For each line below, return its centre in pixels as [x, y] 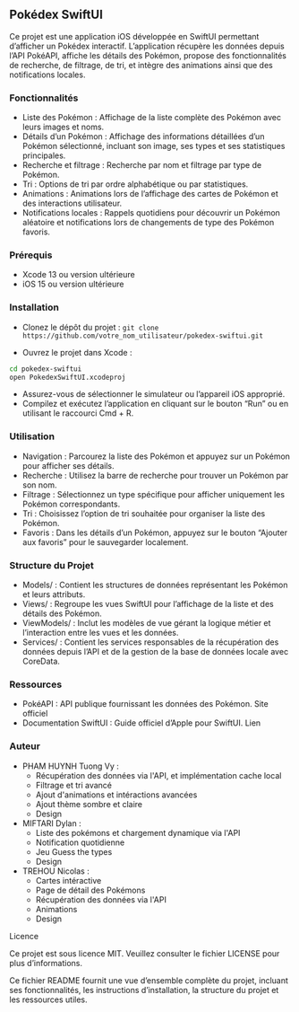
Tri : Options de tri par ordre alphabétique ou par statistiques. [135, 184]
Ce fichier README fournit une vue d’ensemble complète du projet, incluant [149, 980]
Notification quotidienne [80, 842]
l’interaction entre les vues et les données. [100, 633]
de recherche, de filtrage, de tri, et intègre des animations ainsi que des [141, 65]
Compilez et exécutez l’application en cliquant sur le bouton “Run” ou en [155, 404]
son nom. [39, 485]
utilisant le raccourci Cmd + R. [78, 413]
